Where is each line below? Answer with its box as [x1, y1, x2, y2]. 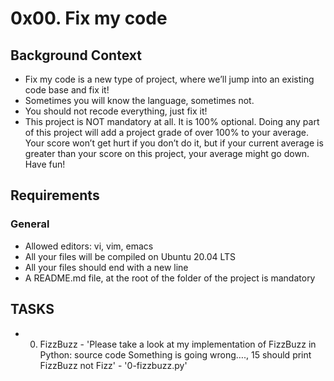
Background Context [10, 47, 142, 64]
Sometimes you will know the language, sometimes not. [24, 95, 255, 106]
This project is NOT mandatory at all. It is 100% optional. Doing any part [24, 116, 320, 127]
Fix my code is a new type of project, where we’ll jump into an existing [24, 73, 315, 85]
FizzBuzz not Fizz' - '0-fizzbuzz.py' [39, 359, 188, 371]
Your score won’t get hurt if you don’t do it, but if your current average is [24, 137, 324, 149]
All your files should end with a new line [24, 261, 189, 273]
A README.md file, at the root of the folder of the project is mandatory [24, 272, 316, 284]
